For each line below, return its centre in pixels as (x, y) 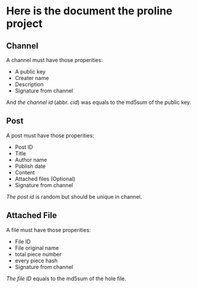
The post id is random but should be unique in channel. (74, 197)
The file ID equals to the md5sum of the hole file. (66, 278)
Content (25, 172)
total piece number (38, 254)
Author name (31, 160)
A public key (30, 72)
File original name (37, 248)
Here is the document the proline (89, 11)
